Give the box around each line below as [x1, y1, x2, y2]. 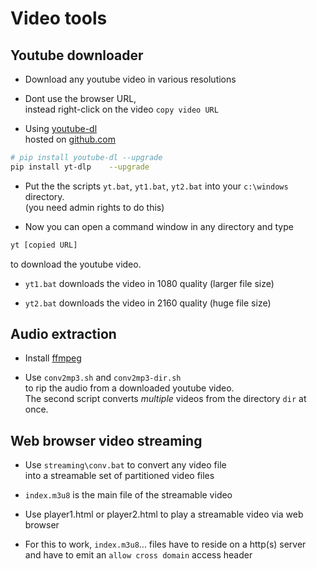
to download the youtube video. [10, 258, 142, 270]
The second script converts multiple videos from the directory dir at [24, 393, 307, 405]
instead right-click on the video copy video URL [24, 103, 219, 115]
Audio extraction [10, 326, 117, 343]
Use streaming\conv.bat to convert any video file [24, 459, 227, 471]
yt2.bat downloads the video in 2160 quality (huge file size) [24, 297, 272, 309]
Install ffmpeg [24, 352, 82, 364]
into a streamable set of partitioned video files [24, 470, 215, 482]
